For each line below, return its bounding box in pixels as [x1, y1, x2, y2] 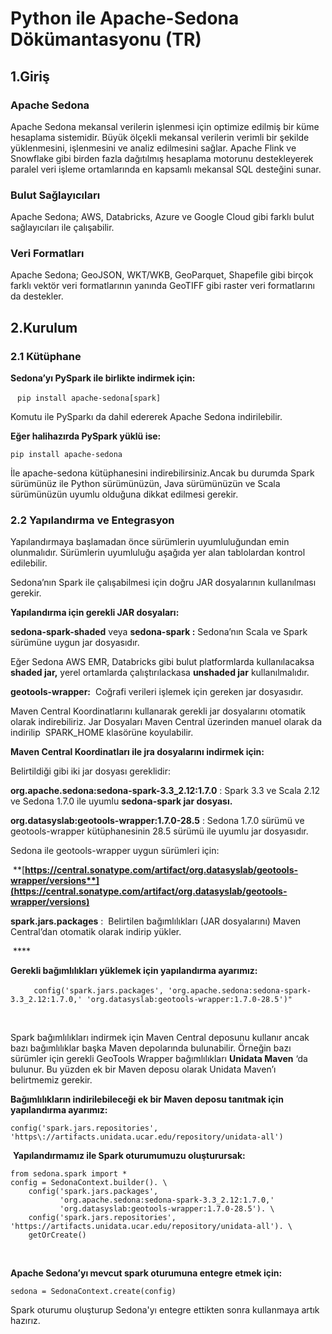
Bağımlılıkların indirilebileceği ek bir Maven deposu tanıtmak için [10, 1093, 284, 1106]
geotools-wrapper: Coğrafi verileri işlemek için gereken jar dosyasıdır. [10, 686, 304, 698]
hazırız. [10, 1315, 41, 1327]
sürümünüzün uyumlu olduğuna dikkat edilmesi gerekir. [10, 488, 239, 501]
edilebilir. [10, 557, 48, 569]
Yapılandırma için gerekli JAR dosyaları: [10, 607, 180, 619]
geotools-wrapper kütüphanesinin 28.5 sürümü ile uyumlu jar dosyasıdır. [10, 825, 309, 837]
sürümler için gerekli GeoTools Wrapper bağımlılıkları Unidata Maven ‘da [10, 1053, 308, 1065]
